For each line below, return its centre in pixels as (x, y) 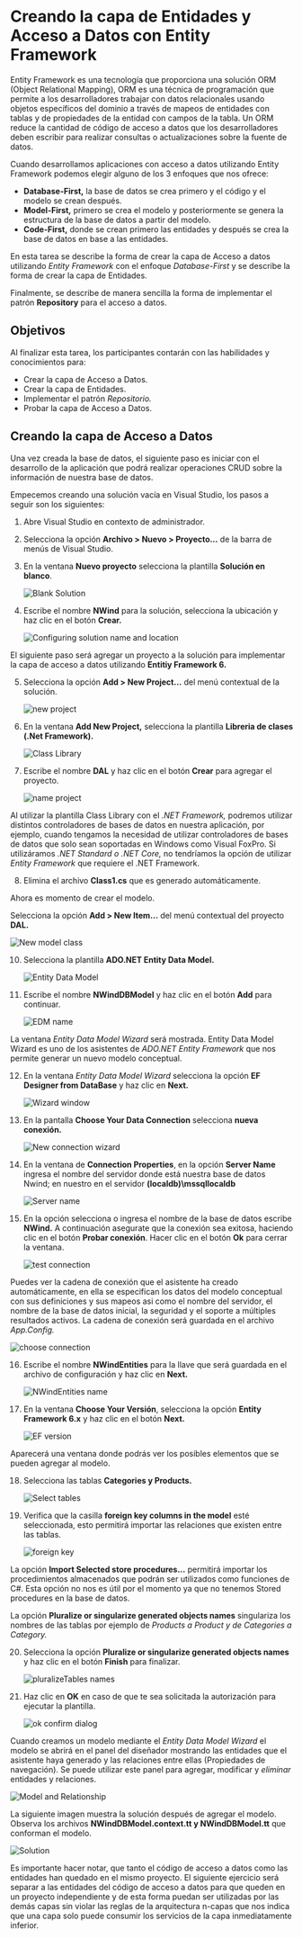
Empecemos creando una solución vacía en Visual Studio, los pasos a (139, 494)
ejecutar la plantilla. (59, 1706)
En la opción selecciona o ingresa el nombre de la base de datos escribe (157, 1218)
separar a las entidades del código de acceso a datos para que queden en (148, 1887)
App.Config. (32, 1330)
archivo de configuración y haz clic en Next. (105, 1374)
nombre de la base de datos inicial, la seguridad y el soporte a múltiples (143, 1310)
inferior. (25, 1925)
